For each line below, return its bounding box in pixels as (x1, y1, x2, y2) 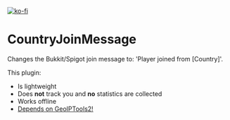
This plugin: (7, 68, 41, 77)
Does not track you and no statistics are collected (17, 89, 162, 98)
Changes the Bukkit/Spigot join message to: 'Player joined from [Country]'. (7, 54, 224, 63)
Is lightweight (17, 82, 57, 90)
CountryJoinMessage (7, 32, 137, 47)
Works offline (17, 97, 57, 105)
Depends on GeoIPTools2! (17, 104, 94, 113)
